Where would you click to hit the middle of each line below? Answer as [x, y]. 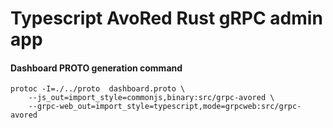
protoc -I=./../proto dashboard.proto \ [98, 89]
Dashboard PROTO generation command [96, 68]
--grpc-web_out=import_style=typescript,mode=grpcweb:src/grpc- [165, 107]
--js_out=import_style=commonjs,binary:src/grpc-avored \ [151, 98]
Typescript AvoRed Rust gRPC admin [166, 18]
